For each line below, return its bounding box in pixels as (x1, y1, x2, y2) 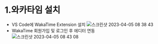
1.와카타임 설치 (4, 4, 60, 16)
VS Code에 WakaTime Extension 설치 (11, 22, 86, 27)
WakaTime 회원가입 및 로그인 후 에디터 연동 (11, 27, 96, 33)
